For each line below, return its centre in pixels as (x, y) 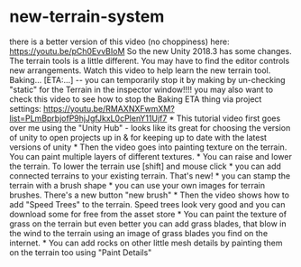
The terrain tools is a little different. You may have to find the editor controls (150, 60)
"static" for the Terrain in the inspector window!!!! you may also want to (141, 89)
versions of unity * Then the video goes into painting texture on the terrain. (148, 147)
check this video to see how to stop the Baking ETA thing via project (136, 99)
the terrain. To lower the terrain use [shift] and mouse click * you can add (146, 166)
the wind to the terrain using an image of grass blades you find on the (139, 233)
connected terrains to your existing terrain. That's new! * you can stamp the (150, 175)
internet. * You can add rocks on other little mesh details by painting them (146, 243)
